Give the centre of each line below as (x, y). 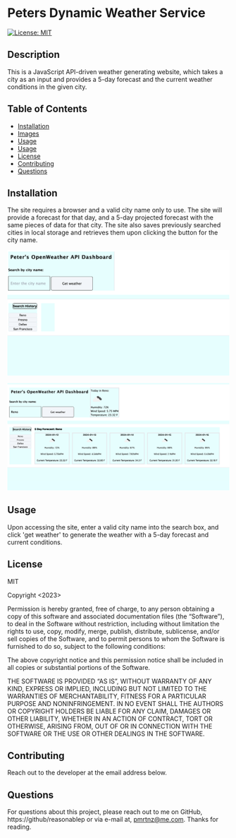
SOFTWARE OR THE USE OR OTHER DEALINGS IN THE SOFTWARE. (106, 734)
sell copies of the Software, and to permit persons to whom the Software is (116, 639)
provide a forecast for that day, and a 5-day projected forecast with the (110, 217)
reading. (19, 827)
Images (28, 133)
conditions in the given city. (47, 87)
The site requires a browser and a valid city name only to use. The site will (115, 210)
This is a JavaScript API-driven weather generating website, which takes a (115, 71)
